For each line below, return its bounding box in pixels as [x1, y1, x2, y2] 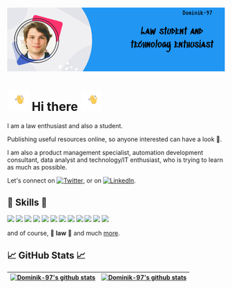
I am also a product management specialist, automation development [7, 149, 204, 157]
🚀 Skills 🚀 [7, 196, 48, 208]
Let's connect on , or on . [7, 176, 136, 185]
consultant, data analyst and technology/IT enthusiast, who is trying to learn [7, 156, 223, 164]
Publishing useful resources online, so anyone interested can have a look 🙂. [7, 135, 222, 143]
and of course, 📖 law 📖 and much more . [7, 229, 120, 237]
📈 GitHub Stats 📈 [7, 249, 86, 262]
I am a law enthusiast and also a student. [7, 122, 123, 130]
